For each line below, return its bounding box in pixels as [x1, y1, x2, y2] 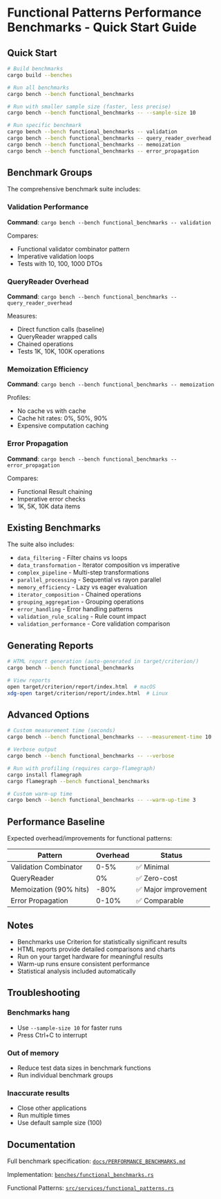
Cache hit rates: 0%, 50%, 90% [17, 414, 108, 423]
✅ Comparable [135, 896, 184, 905]
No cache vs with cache [17, 407, 86, 415]
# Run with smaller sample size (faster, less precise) [7, 103, 171, 110]
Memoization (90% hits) [10, 885, 90, 894]
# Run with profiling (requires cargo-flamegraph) [7, 765, 156, 771]
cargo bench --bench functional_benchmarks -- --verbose [7, 753, 175, 760]
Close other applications [17, 1104, 87, 1113]
